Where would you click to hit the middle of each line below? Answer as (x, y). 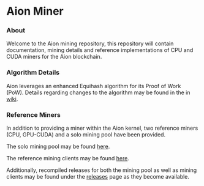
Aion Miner (35, 11)
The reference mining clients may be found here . (68, 158)
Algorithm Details (33, 73)
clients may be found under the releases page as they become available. (98, 177)
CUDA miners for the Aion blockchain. (54, 57)
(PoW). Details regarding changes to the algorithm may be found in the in (99, 92)
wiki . (12, 99)
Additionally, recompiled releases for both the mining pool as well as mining (102, 170)
